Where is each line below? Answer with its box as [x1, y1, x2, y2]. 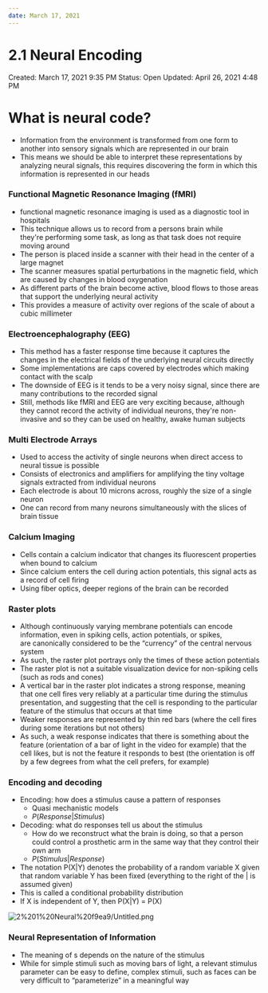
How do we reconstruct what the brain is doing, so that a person [31, 829, 243, 838]
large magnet [19, 257, 64, 267]
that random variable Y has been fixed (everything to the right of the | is [19, 871, 256, 881]
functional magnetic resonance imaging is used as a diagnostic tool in [19, 206, 250, 216]
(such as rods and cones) [19, 672, 104, 681]
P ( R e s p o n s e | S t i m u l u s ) [31, 812, 105, 822]
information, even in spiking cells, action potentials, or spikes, [19, 630, 223, 639]
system [19, 646, 45, 656]
